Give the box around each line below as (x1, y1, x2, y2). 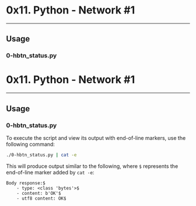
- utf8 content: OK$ (16, 195, 66, 201)
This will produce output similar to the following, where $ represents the (6, 162, 178, 170)
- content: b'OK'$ (16, 190, 61, 196)
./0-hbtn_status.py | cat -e (6, 152, 77, 158)
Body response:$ (6, 180, 45, 186)
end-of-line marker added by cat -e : (6, 169, 94, 176)
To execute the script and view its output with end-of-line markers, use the (6, 134, 186, 141)
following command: (6, 140, 55, 147)
